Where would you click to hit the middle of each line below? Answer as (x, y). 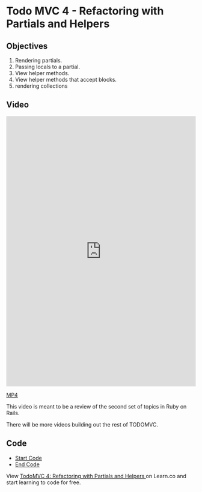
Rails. (13, 413)
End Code (27, 464)
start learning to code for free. (44, 482)
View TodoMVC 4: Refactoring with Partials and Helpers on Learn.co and (96, 476)
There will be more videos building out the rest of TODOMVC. (82, 424)
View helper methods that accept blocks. (66, 80)
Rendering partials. (38, 60)
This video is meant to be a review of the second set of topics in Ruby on (96, 406)
